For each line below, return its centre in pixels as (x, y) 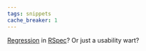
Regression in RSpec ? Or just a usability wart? (73, 40)
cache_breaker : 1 (32, 20)
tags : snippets (29, 14)
